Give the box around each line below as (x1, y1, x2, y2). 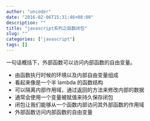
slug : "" (6, 31, 28, 37)
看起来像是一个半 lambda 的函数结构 (14, 78, 103, 86)
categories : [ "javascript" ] (6, 36, 76, 42)
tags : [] (6, 42, 28, 48)
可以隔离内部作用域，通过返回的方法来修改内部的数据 (14, 86, 145, 93)
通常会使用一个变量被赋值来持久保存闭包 (14, 93, 113, 101)
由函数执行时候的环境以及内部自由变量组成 (14, 71, 119, 78)
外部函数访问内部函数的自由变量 (14, 108, 93, 116)
